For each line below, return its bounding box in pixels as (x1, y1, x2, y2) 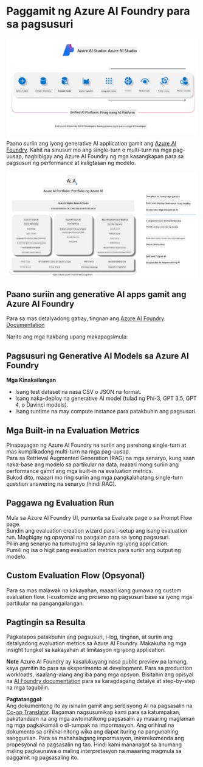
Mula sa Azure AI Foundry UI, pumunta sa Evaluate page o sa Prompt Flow (6, 514, 193, 521)
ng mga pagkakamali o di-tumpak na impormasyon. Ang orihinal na (6, 721, 174, 729)
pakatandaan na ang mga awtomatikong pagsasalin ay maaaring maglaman (6, 715, 195, 723)
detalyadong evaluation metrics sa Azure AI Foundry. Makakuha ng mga (6, 640, 187, 647)
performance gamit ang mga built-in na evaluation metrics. (6, 467, 154, 474)
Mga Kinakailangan (6, 376, 57, 384)
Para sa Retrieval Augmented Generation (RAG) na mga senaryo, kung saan (6, 454, 196, 461)
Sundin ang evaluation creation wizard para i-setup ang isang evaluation (6, 527, 187, 534)
